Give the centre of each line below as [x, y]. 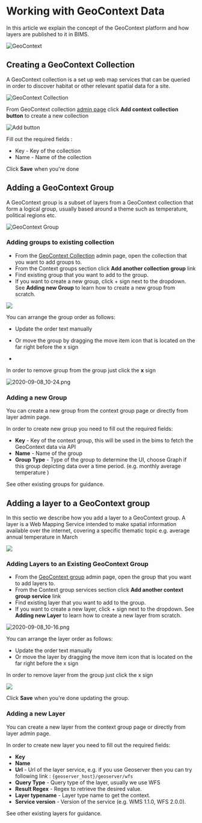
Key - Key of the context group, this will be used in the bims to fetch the [104, 440]
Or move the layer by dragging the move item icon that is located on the [104, 657]
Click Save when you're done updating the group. [68, 698]
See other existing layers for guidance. [54, 813]
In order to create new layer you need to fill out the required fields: [88, 745]
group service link [38, 596]
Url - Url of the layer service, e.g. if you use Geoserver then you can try [103, 769]
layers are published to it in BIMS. [47, 34]
